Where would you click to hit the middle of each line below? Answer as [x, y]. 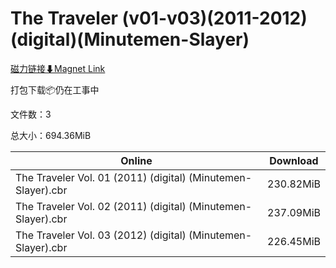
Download [294, 160]
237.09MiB [294, 212]
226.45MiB [294, 241]
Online [136, 160]
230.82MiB [294, 184]
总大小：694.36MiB [51, 135]
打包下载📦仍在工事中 [55, 89]
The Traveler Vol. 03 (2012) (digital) [101, 235]
